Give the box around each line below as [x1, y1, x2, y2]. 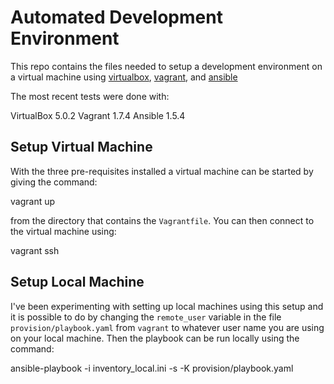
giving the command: [10, 176, 98, 188]
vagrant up [10, 195, 56, 207]
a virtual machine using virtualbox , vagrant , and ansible [10, 71, 238, 83]
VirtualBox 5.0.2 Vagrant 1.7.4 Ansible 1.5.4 [10, 109, 186, 121]
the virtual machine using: [10, 225, 117, 237]
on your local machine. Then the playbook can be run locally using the [10, 332, 300, 344]
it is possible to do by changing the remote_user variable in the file [10, 311, 282, 323]
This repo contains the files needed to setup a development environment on [10, 60, 323, 72]
